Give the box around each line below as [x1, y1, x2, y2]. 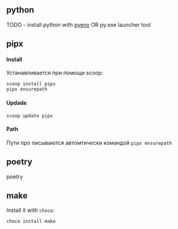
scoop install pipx [6, 81, 56, 87]
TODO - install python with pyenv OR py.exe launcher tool [6, 21, 151, 28]
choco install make [6, 219, 56, 225]
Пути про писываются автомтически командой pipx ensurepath [6, 139, 173, 146]
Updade [6, 99, 27, 106]
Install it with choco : [6, 206, 55, 214]
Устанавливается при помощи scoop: [6, 69, 104, 77]
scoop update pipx [6, 113, 53, 119]
